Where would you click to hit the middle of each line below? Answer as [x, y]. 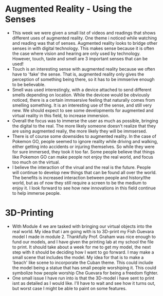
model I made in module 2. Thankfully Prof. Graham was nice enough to [84, 237]
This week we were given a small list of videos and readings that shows [84, 33]
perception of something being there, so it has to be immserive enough [83, 79]
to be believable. [29, 84]
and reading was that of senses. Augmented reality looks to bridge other [85, 43]
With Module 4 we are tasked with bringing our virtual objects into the [82, 226]
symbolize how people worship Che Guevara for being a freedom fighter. [85, 273]
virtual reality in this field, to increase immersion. [61, 115]
